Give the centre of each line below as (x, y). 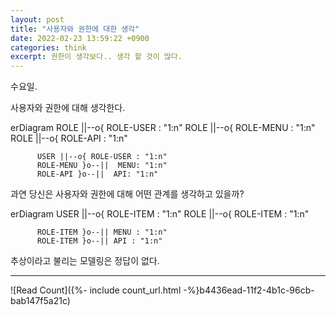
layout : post (37, 19)
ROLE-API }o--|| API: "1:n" (97, 174)
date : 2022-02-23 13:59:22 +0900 (80, 38)
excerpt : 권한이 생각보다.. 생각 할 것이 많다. (96, 57)
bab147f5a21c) (40, 301)
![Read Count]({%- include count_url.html (96, 290)
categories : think (48, 47)
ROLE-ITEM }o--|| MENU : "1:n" (102, 232)
